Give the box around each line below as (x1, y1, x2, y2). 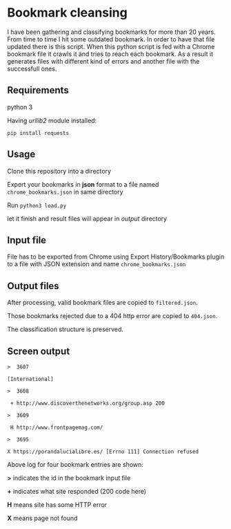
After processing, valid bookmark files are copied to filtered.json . (7, 299, 198, 307)
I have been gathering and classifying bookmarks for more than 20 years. (7, 28, 216, 36)
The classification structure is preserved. (7, 325, 124, 333)
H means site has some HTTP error (7, 501, 108, 509)
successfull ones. (7, 64, 57, 73)
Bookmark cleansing (7, 5, 128, 21)
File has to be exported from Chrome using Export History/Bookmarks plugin (7, 252, 225, 261)
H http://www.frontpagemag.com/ (10, 424, 103, 431)
